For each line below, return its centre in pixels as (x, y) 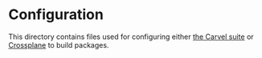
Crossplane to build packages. (59, 44)
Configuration (56, 15)
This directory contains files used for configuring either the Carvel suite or (131, 37)
